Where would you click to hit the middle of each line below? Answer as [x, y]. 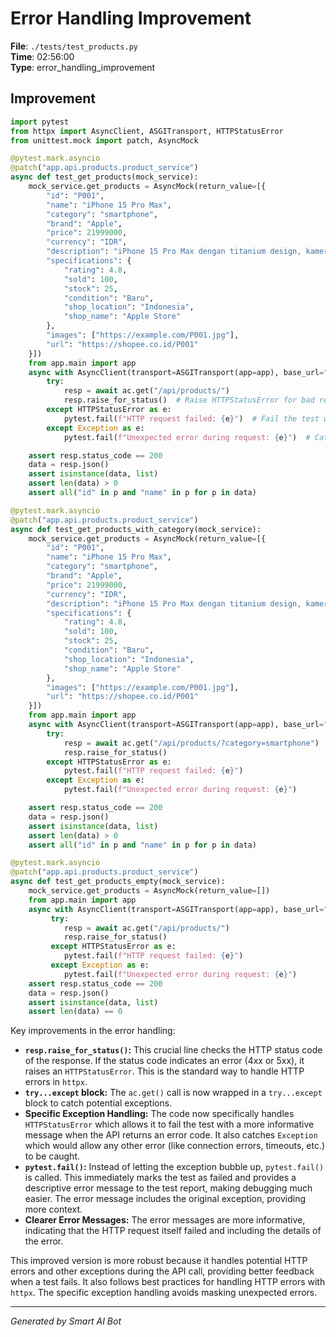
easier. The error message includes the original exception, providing [165, 1199]
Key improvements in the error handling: [93, 1031]
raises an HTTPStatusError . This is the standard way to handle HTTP [164, 1071]
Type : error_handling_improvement [83, 67]
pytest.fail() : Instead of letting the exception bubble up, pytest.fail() [174, 1167]
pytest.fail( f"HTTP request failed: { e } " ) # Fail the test [191, 418]
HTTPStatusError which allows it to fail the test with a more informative [169, 1124]
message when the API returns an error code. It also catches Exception [171, 1135]
